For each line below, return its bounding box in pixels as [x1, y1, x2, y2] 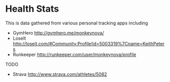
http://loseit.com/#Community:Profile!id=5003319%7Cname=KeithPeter [12, 40, 165, 46]
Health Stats [5, 3, 59, 15]
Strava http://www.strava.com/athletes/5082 [12, 71, 108, 77]
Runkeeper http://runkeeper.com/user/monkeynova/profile [12, 51, 137, 58]
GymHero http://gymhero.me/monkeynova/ [12, 30, 104, 36]
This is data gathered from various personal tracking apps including [5, 20, 148, 26]
